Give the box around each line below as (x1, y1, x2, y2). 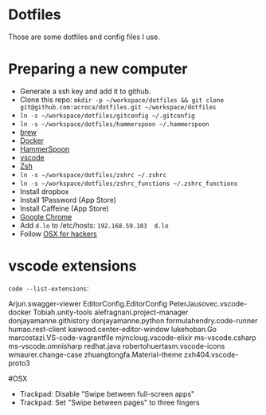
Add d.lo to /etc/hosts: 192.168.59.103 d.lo (19, 220, 169, 230)
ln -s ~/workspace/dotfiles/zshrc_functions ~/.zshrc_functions (19, 180, 238, 188)
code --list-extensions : (8, 283, 89, 293)
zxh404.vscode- (184, 350, 239, 359)
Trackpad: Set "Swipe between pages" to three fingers (19, 397, 201, 407)
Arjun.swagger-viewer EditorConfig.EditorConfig (8, 298, 168, 308)
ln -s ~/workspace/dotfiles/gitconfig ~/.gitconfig (19, 112, 195, 120)
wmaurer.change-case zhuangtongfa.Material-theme (8, 350, 183, 359)
